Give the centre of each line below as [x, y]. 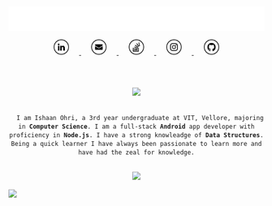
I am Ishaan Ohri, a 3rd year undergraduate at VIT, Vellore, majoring [140, 118]
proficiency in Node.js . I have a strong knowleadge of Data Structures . [136, 135]
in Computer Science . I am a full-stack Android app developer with [136, 127]
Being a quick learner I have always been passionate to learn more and [136, 144]
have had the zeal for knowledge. [136, 152]
